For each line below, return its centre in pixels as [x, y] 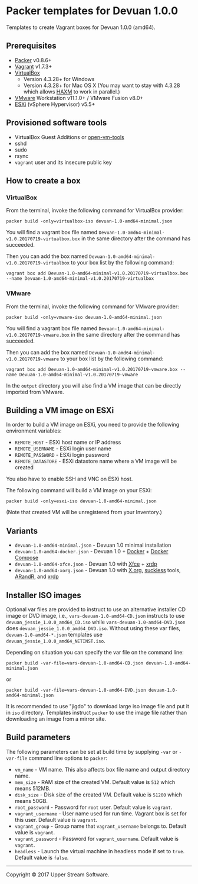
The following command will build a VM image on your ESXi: [79, 491]
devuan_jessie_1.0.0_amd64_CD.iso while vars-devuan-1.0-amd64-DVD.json [96, 622]
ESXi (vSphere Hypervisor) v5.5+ [55, 104]
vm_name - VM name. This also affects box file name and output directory [102, 769]
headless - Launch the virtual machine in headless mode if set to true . [100, 851]
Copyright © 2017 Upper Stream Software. [58, 875]
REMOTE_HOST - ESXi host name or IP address [68, 443]
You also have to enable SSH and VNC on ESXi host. [70, 479]
